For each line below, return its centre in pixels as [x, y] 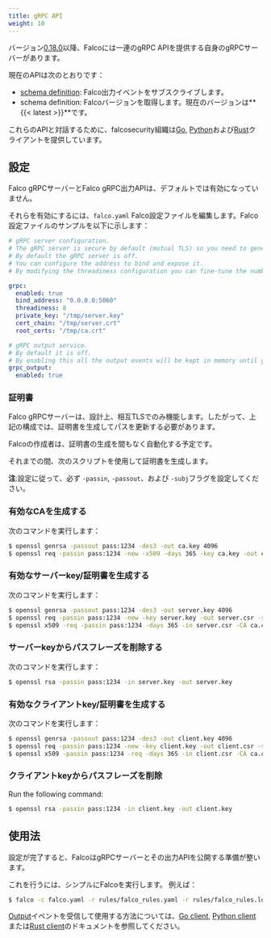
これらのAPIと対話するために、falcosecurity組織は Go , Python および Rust [129, 129]
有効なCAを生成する [48, 512]
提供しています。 [78, 139]
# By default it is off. [50, 353]
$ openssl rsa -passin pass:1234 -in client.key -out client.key [120, 809]
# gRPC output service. [48, 345]
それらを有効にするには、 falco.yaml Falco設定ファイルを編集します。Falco [133, 216]
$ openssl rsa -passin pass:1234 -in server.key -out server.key [120, 682]
